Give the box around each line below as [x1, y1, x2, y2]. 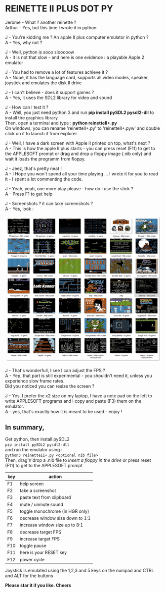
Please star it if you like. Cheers [5, 583, 72, 589]
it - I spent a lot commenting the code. [5, 176, 83, 182]
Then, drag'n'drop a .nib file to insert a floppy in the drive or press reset [5, 457, 152, 463]
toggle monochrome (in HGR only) [19, 508, 89, 514]
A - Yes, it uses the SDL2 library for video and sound [5, 95, 112, 101]
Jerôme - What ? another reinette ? [5, 19, 77, 25]
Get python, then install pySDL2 [5, 436, 70, 442]
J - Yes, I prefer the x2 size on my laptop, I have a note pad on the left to [5, 393, 152, 399]
